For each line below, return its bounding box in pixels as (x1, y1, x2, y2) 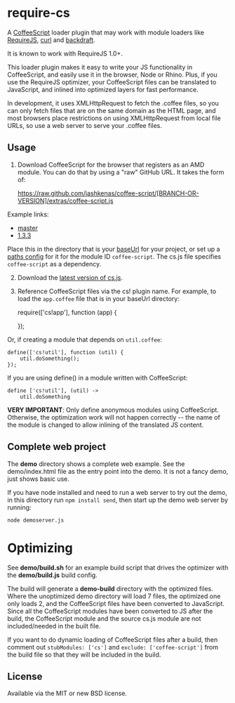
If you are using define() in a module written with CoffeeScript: (7, 373, 188, 382)
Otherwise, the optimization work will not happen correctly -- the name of (7, 413, 221, 421)
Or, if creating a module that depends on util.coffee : (7, 335, 163, 344)
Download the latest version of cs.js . (17, 273, 123, 282)
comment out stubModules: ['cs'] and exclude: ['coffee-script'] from (7, 643, 219, 651)
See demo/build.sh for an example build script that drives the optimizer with (7, 563, 229, 572)
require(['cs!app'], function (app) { (17, 308, 117, 316)
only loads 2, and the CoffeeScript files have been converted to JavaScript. (7, 599, 224, 607)
